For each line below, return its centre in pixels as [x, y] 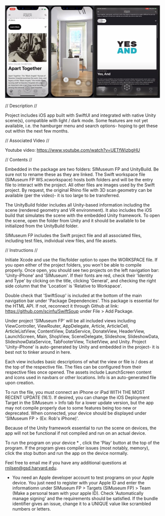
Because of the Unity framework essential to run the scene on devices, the [81, 428]
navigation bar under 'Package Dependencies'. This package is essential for [82, 301]
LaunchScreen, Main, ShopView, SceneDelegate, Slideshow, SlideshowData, [82, 337]
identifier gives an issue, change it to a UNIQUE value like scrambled [82, 504]
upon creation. [20, 383]
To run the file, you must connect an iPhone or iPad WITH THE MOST [75, 392]
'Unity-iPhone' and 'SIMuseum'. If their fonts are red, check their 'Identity [79, 275]
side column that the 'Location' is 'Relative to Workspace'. [64, 286]
